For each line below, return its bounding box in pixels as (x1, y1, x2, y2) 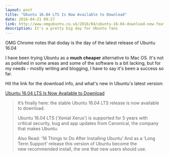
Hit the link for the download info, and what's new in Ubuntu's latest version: (5, 81, 163, 87)
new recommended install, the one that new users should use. (17, 146, 147, 152)
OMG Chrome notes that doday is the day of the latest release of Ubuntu (5, 40, 155, 46)
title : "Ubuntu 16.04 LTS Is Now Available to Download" (5, 12, 127, 17)
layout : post (5, 7, 33, 13)
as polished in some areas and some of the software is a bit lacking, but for (5, 60, 161, 66)
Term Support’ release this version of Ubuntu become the (17, 141, 137, 147)
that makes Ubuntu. (17, 126, 59, 132)
